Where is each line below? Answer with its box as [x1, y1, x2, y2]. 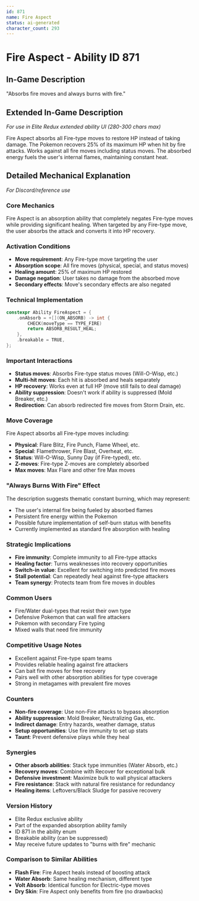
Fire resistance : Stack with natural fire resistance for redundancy [14, 780, 175, 788]
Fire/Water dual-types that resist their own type [14, 607, 131, 615]
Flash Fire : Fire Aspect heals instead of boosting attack [14, 868, 150, 876]
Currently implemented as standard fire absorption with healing [14, 525, 170, 532]
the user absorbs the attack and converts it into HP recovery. [6, 227, 156, 235]
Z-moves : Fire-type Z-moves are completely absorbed [14, 460, 150, 467]
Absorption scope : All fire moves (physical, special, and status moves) [14, 262, 189, 269]
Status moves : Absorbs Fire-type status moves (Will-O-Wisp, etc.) [14, 370, 179, 377]
